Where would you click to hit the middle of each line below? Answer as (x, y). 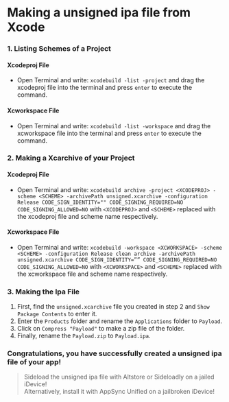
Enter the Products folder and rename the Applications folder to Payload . (120, 321)
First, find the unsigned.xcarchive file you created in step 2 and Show (113, 307)
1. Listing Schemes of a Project (59, 49)
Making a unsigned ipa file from (99, 13)
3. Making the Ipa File (44, 292)
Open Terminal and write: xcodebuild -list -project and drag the (111, 80)
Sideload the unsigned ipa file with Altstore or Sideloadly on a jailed (119, 377)
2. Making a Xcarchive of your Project (71, 158)
